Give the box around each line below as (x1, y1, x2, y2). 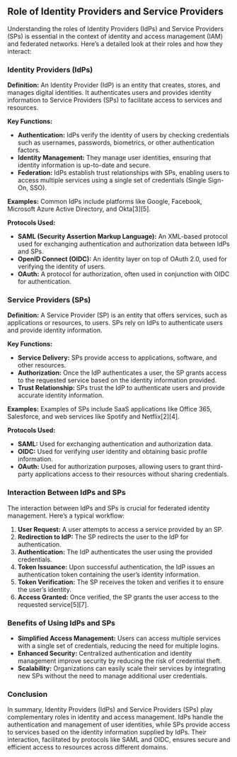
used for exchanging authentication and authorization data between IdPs (17, 240, 230, 249)
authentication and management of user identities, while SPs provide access (7, 720, 231, 729)
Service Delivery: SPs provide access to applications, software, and (17, 353, 217, 362)
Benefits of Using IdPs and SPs (7, 617, 115, 627)
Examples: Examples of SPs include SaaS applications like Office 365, (7, 405, 212, 414)
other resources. (17, 361, 67, 370)
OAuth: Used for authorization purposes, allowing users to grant (17, 462, 206, 471)
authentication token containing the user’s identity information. (17, 570, 200, 579)
